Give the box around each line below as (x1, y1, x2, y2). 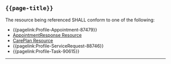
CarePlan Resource (12, 37, 53, 43)
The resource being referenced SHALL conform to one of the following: (5, 17, 155, 23)
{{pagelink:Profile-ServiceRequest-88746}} (12, 43, 104, 49)
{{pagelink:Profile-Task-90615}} (12, 48, 80, 54)
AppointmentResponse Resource (12, 32, 82, 38)
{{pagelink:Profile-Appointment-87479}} (12, 26, 98, 33)
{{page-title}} (5, 5, 53, 12)
